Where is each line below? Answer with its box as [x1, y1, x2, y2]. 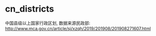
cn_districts [5, 3, 54, 15]
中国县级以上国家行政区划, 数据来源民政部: [5, 20, 90, 26]
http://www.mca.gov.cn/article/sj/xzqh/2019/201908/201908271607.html [5, 25, 151, 31]
